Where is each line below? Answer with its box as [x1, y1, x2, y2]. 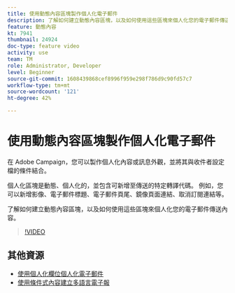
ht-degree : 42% [7, 95, 52, 102]
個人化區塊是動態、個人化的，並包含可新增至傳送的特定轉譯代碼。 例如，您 [7, 181, 224, 190]
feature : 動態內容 [7, 23, 57, 30]
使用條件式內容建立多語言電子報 [17, 278, 110, 287]
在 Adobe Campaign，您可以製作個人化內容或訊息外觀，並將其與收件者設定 [7, 157, 225, 166]
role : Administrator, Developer [7, 62, 101, 69]
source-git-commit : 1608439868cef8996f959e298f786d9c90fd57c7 [7, 75, 192, 83]
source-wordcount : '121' [7, 88, 80, 95]
